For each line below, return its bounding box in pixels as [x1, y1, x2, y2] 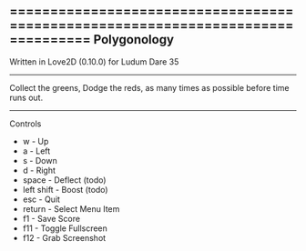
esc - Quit [22, 194, 61, 205]
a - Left [22, 146, 51, 156]
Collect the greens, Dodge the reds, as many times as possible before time [9, 82, 290, 93]
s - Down [22, 155, 57, 166]
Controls [9, 118, 42, 129]
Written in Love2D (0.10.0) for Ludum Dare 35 [9, 55, 179, 67]
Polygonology [93, 32, 175, 47]
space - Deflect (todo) [22, 174, 107, 186]
